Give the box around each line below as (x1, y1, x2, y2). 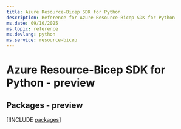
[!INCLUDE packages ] (6, 116, 61, 123)
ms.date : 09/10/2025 (6, 20, 59, 26)
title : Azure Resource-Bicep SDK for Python (6, 8, 121, 15)
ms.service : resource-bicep (6, 37, 78, 43)
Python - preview (6, 76, 95, 90)
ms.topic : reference (6, 25, 59, 32)
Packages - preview (6, 100, 83, 110)
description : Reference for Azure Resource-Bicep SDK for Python (6, 15, 175, 21)
